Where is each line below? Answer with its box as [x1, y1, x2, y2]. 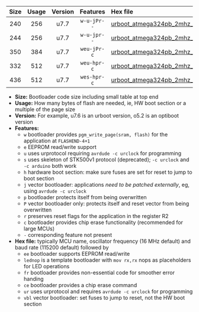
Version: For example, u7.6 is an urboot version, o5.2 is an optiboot [14, 112, 179, 119]
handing [23, 275, 44, 282]
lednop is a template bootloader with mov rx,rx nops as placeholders [23, 256, 191, 264]
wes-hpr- [80, 74, 105, 80]
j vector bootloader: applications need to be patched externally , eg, [23, 181, 190, 188]
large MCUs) [23, 225, 55, 232]
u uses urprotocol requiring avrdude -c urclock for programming [23, 150, 182, 157]
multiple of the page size [14, 106, 76, 113]
